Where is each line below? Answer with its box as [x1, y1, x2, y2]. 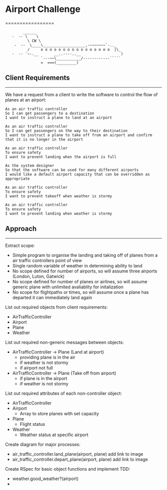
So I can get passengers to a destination [5, 111, 94, 116]
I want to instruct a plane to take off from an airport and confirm [5, 132, 153, 137]
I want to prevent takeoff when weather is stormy [5, 193, 112, 199]
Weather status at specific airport [19, 432, 88, 438]
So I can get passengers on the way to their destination [5, 128, 128, 133]
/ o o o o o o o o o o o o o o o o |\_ [27, 47, 121, 52]
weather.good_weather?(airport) [12, 476, 79, 482]
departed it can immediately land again [12, 294, 92, 300]
